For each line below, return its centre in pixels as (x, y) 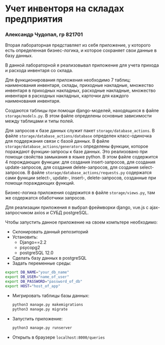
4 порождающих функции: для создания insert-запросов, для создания (80, 162)
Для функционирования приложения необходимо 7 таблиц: (68, 80)
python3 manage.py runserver (42, 328)
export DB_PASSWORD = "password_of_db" (44, 282)
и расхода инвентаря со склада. (39, 71)
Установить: (25, 237)
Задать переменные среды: (42, 263)
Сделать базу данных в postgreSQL (49, 258)
